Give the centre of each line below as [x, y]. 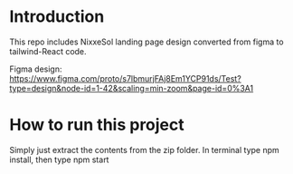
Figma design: [36, 69]
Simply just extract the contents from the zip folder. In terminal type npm [145, 150]
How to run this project [97, 125]
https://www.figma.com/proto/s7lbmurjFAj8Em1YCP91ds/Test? [125, 78]
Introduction [57, 17]
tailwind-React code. [48, 51]
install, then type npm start [59, 159]
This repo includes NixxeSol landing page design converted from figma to [146, 42]
